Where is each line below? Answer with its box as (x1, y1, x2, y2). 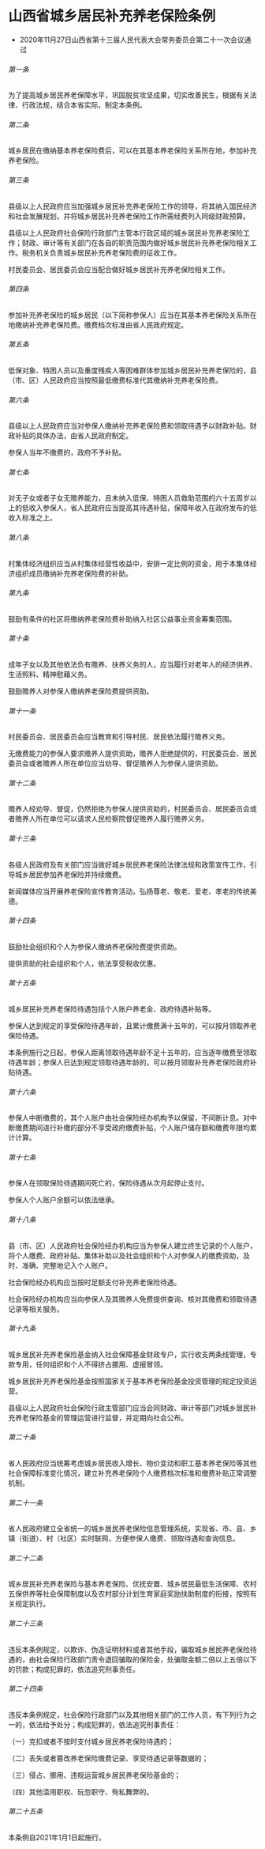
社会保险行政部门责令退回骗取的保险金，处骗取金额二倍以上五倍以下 (35, 1654, 257, 1664)
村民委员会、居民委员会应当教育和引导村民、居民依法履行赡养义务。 (8, 732, 230, 742)
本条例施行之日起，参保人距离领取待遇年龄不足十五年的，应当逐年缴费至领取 (8, 1047, 257, 1057)
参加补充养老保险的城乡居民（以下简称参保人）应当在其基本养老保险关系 (8, 310, 243, 320)
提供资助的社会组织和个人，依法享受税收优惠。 (8, 959, 160, 968)
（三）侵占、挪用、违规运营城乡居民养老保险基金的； (8, 1770, 181, 1779)
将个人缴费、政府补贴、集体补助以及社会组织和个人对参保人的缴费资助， (8, 1250, 243, 1260)
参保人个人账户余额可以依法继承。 (8, 1195, 119, 1204)
